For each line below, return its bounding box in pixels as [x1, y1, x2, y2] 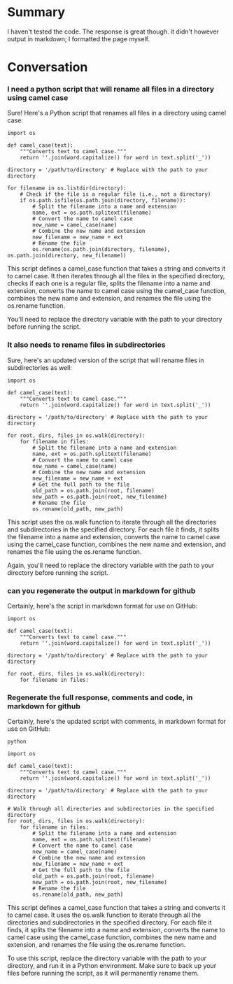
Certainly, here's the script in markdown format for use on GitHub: [7, 602, 198, 611]
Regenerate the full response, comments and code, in [7, 692, 193, 702]
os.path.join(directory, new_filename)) [7, 252, 127, 259]
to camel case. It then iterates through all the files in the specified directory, [7, 272, 225, 280]
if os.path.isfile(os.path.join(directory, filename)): [20, 197, 187, 204]
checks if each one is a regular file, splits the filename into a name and [7, 279, 211, 287]
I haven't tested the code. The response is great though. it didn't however [7, 27, 219, 36]
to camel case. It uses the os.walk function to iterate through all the [7, 911, 202, 920]
